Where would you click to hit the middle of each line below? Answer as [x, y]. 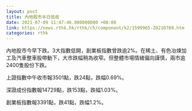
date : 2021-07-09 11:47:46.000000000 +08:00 [61, 22]
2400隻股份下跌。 [28, 65]
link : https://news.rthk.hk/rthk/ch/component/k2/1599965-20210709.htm [95, 28]
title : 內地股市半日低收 [33, 17]
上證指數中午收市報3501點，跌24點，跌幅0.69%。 [67, 78]
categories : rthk [27, 33]
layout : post [22, 11]
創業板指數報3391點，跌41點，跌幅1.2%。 [56, 102]
